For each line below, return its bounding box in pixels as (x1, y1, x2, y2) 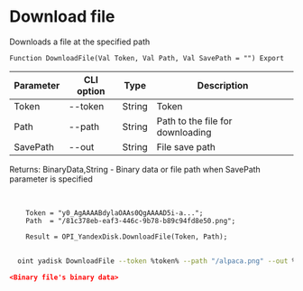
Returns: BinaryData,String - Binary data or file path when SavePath (9, 164, 262, 174)
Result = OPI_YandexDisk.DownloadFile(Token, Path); (25, 232, 228, 241)
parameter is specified (9, 174, 93, 184)
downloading (156, 126, 212, 138)
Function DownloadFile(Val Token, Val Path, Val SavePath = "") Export (9, 53, 284, 62)
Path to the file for (156, 115, 233, 127)
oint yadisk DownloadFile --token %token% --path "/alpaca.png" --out (17, 256, 289, 266)
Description (197, 79, 249, 91)
